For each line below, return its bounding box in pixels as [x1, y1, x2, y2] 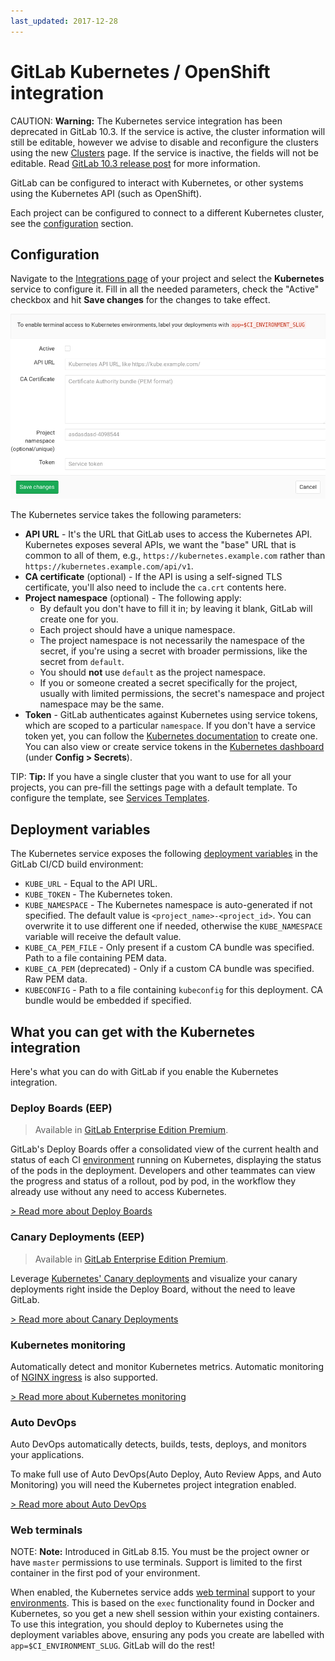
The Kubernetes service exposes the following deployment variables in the [10, 848, 318, 860]
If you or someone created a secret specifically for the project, [39, 677, 298, 689]
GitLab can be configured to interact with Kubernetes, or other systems [10, 176, 304, 189]
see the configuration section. [10, 217, 134, 229]
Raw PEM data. [24, 973, 88, 985]
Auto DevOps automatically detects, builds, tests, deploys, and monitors [10, 1438, 307, 1450]
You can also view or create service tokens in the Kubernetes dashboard [24, 741, 325, 753]
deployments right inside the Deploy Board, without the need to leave [10, 1283, 296, 1295]
